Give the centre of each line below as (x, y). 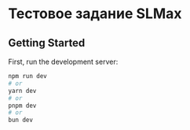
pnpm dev (22, 106)
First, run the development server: (63, 61)
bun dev (21, 120)
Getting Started (47, 43)
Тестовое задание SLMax (95, 14)
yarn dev (22, 91)
